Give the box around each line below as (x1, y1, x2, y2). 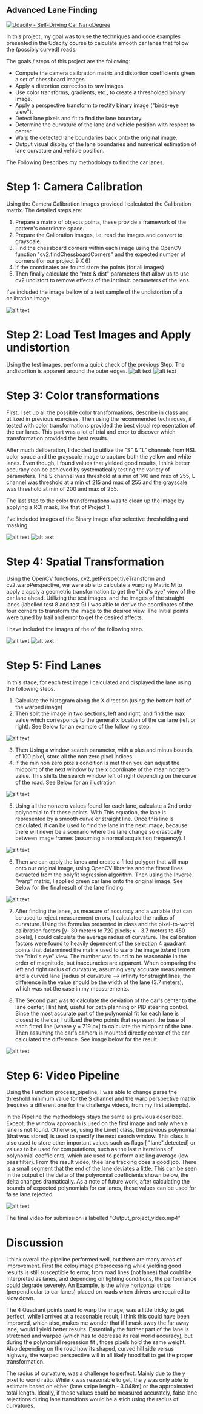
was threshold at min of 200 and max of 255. (6, 485, 119, 492)
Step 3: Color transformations (6, 389, 159, 402)
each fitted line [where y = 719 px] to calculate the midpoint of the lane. (15, 1022, 193, 1030)
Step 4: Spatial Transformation (6, 555, 165, 568)
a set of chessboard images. (15, 75, 87, 83)
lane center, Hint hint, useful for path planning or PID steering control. (15, 1003, 189, 1010)
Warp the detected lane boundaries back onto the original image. (15, 134, 178, 141)
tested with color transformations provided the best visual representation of (6, 421, 195, 429)
